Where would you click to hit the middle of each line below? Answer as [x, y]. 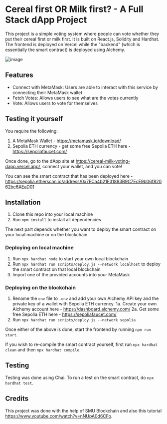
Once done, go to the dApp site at [40, 161]
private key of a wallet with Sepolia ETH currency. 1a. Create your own [84, 303]
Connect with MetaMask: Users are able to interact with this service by [85, 87]
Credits [17, 399]
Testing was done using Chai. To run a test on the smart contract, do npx [80, 377]
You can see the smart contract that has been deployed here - [69, 176]
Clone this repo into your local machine [53, 214]
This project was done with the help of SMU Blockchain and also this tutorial [83, 410]
